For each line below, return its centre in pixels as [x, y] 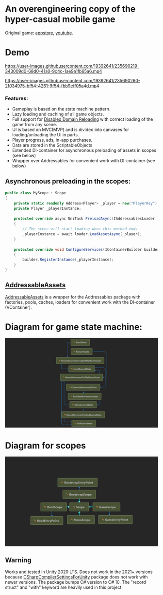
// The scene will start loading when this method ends [80, 229]
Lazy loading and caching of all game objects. [58, 114]
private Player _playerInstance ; [48, 208]
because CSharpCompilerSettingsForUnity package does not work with [76, 577]
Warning [18, 560]
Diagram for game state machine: [74, 327]
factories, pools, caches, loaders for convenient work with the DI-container [80, 302]
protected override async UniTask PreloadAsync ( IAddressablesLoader [84, 219]
